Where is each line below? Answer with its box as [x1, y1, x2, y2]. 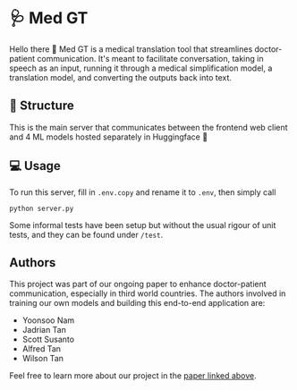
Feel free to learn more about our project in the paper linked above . [9, 370, 257, 381]
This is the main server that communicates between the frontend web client [9, 122, 288, 132]
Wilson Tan [21, 353, 64, 364]
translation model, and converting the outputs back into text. [9, 72, 233, 82]
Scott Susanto [21, 334, 74, 345]
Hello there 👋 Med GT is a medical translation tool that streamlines [9, 43, 253, 55]
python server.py [9, 204, 74, 213]
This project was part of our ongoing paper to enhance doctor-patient [9, 279, 267, 290]
